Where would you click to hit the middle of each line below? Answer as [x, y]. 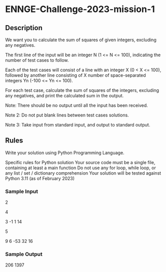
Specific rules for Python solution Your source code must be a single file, [80, 162]
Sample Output [24, 254]
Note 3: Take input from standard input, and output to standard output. [78, 125]
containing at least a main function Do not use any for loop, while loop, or [80, 168]
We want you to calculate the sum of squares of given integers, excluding [81, 40]
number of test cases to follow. [37, 60]
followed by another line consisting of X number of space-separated [75, 75]
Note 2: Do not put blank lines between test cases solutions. [67, 115]
